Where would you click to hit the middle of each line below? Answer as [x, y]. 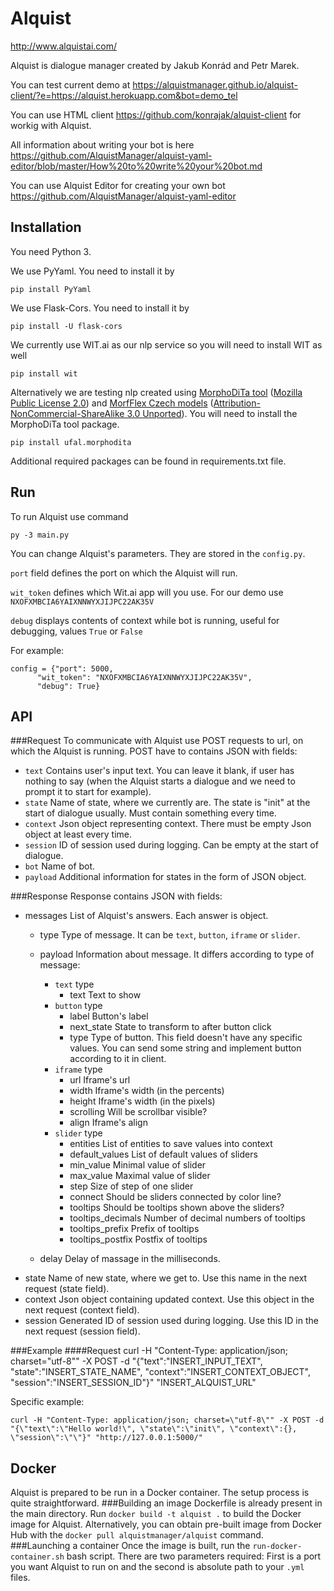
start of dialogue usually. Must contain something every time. [150, 813]
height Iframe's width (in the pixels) [142, 1101]
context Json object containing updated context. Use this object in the [169, 1299]
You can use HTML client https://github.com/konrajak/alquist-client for [156, 114]
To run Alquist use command [69, 516]
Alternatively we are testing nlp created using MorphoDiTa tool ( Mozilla [156, 392]
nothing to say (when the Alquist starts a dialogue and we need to [160, 781]
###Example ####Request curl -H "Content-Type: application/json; [149, 1351]
